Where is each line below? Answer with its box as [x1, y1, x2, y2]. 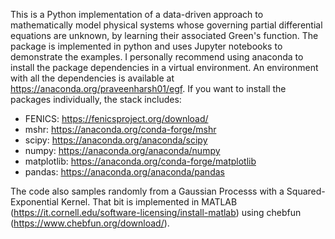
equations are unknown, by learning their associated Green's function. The [10, 30, 319, 41]
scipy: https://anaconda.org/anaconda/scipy [24, 134, 208, 146]
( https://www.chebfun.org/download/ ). [10, 217, 170, 229]
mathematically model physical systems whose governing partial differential [10, 19, 323, 31]
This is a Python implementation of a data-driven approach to [10, 9, 264, 20]
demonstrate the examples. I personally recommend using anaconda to [10, 51, 304, 63]
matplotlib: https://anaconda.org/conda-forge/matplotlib [24, 155, 257, 167]
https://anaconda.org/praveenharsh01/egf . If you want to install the [10, 83, 287, 94]
